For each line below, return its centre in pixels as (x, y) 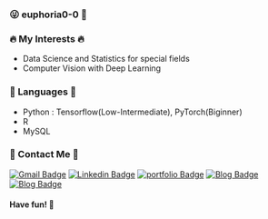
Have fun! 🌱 (32, 204)
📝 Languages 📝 (43, 92)
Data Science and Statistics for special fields (106, 59)
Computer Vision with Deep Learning (92, 68)
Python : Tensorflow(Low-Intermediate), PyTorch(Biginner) (132, 112)
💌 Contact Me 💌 (44, 154)
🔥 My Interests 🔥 (47, 38)
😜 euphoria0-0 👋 (49, 15)
